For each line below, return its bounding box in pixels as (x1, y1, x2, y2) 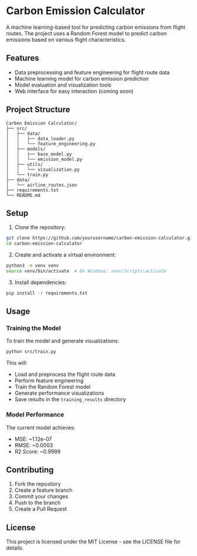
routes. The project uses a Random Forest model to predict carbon (6, 29, 167, 36)
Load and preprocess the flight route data (14, 371, 116, 378)
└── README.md (6, 192, 41, 198)
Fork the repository (14, 481, 62, 488)
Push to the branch (14, 499, 61, 507)
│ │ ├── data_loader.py (6, 135, 75, 142)
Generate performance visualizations (14, 389, 104, 397)
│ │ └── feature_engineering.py (6, 141, 96, 147)
